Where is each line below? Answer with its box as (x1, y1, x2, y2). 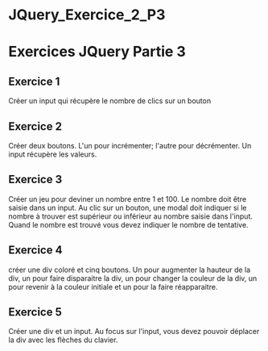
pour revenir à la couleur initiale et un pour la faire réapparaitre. (8, 282, 218, 291)
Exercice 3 (8, 173, 63, 186)
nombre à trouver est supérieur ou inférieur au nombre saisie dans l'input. (8, 211, 254, 221)
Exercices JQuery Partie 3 (8, 43, 187, 61)
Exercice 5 (8, 305, 63, 320)
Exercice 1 (8, 74, 60, 88)
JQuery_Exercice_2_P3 (8, 6, 166, 24)
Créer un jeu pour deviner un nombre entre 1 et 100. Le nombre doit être (8, 194, 247, 203)
